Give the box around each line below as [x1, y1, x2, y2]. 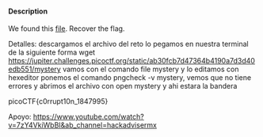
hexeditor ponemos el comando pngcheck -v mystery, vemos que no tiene [8, 73, 252, 82]
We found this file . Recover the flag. [8, 24, 125, 33]
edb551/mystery [8, 64, 61, 74]
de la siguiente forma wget [8, 48, 96, 57]
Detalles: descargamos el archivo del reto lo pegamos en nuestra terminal [8, 40, 249, 49]
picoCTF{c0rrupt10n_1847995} [8, 97, 109, 106]
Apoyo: [8, 112, 32, 122]
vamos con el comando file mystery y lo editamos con [62, 64, 239, 74]
